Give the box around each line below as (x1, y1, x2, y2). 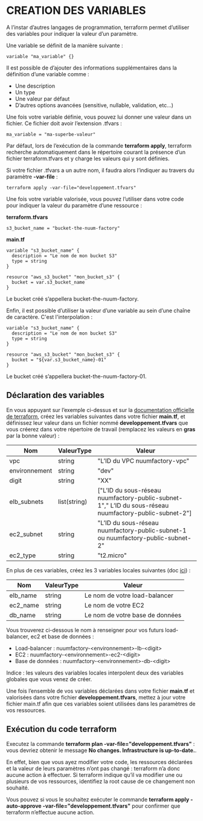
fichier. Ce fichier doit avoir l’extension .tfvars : (6, 119, 122, 127)
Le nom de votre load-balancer (84, 591, 173, 600)
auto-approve (6, 802, 42, 810)
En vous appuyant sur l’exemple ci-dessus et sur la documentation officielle (6, 406, 195, 413)
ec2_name (9, 601, 39, 609)
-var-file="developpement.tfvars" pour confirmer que (42, 802, 181, 810)
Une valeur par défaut (14, 95, 70, 102)
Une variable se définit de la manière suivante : (6, 42, 123, 49)
